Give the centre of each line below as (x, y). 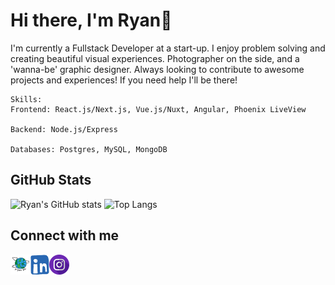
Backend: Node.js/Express (64, 129)
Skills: (26, 99)
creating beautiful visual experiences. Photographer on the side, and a (155, 58)
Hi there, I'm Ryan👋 (91, 20)
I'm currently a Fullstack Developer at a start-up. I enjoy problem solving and (168, 48)
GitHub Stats (51, 180)
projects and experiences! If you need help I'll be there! (124, 80)
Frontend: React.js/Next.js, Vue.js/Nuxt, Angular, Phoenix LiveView (158, 109)
